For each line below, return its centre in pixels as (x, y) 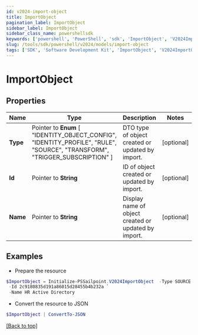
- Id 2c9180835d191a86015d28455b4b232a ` (59, 287)
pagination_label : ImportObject (46, 22)
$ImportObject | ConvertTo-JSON (46, 315)
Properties (26, 101)
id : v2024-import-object (37, 12)
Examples (24, 257)
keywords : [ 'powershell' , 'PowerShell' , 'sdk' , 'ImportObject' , (87, 39)
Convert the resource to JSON (51, 304)
